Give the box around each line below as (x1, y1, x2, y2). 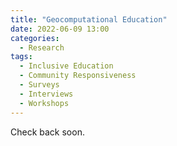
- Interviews (19, 89, 74, 99)
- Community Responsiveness (19, 71, 137, 81)
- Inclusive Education (19, 61, 114, 71)
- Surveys (19, 80, 60, 90)
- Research (19, 42, 65, 53)
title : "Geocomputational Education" (10, 14, 168, 25)
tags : (10, 52, 33, 62)
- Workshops (19, 98, 70, 108)
